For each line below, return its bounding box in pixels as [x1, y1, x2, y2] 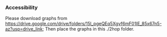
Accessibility [5, 4, 38, 11]
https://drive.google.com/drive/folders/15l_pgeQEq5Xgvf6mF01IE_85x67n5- [5, 20, 162, 26]
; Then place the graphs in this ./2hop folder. [42, 26, 134, 32]
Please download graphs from [5, 15, 68, 21]
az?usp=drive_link [5, 26, 43, 32]
